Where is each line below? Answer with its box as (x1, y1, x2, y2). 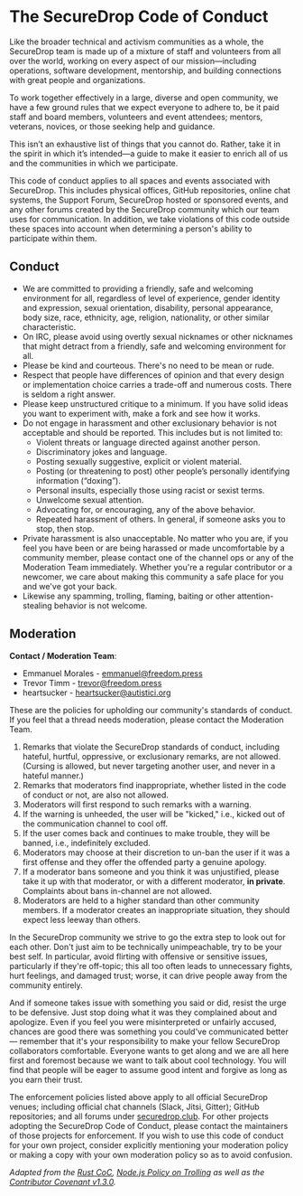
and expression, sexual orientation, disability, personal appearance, (22, 302, 273, 313)
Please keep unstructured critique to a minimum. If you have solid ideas (22, 398, 289, 409)
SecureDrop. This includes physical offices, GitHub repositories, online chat (9, 184, 291, 195)
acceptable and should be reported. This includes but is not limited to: (22, 427, 283, 438)
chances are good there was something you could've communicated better (9, 1026, 289, 1037)
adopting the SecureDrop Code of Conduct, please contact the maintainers (9, 1120, 289, 1131)
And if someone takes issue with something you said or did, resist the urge (9, 997, 287, 1008)
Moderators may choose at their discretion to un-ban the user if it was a (22, 847, 290, 858)
